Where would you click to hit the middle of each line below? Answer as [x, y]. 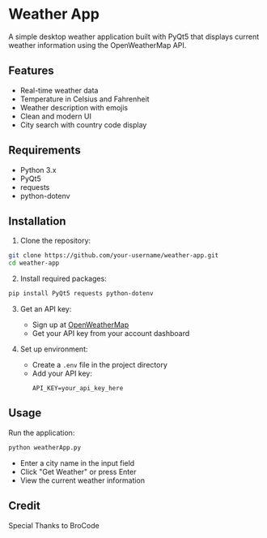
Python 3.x [38, 170]
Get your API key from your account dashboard [111, 333]
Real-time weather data [59, 90]
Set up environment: [54, 349]
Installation [37, 221]
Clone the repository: [55, 241]
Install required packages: [63, 279]
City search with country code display [83, 125]
